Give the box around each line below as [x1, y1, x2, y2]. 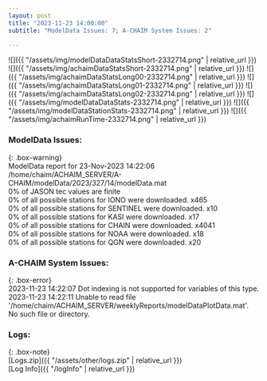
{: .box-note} [8, 348, 50, 357]
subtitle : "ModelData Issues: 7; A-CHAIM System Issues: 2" [8, 26, 213, 34]
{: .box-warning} [8, 152, 62, 162]
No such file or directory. [8, 308, 90, 319]
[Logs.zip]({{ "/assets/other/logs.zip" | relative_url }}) [8, 355, 183, 365]
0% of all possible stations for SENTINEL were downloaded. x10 [8, 203, 218, 213]
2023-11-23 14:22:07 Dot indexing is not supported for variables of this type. [8, 284, 260, 293]
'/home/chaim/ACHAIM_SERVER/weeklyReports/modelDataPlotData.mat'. [8, 300, 249, 310]
